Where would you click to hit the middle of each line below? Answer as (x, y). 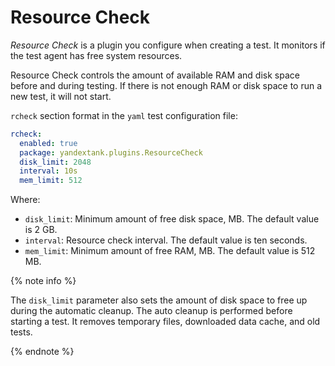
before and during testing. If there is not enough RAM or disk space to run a (166, 85)
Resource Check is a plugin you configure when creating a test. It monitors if (168, 45)
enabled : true (48, 143)
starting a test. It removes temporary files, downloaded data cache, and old (165, 322)
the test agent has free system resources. (96, 55)
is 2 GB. (41, 230)
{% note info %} (43, 281)
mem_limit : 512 (51, 181)
